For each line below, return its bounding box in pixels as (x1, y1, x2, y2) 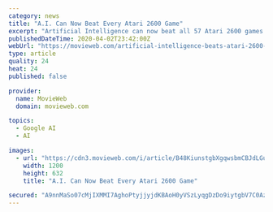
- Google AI (15, 124, 57, 132)
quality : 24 (8, 58, 49, 66)
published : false (8, 72, 67, 80)
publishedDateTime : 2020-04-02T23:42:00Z (8, 34, 151, 43)
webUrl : (8, 42, 35, 50)
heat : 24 (8, 65, 38, 73)
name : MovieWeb (15, 94, 67, 102)
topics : (8, 117, 35, 125)
